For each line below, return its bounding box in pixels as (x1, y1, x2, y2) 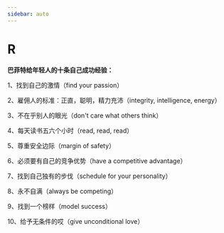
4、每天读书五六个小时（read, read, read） (7, 126, 134, 135)
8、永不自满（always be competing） (7, 187, 118, 195)
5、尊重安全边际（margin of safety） (7, 141, 116, 150)
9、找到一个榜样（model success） (7, 202, 112, 210)
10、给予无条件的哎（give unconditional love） (7, 217, 144, 225)
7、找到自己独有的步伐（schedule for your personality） (7, 172, 172, 180)
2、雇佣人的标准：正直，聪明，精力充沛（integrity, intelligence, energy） (7, 95, 221, 104)
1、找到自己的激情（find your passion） (7, 81, 123, 89)
